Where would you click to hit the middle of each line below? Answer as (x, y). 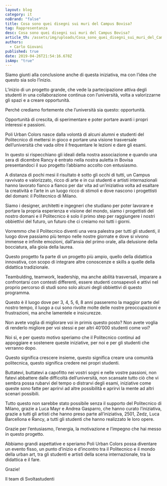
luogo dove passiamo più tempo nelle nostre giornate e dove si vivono (77, 236)
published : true (22, 51)
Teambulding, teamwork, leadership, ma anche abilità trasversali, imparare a (83, 277)
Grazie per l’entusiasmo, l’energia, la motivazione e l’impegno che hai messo (83, 429)
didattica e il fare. (23, 460)
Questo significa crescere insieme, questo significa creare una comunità (79, 358)
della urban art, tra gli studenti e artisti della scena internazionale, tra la (78, 454)
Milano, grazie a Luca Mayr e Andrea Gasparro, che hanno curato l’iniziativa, (83, 409)
